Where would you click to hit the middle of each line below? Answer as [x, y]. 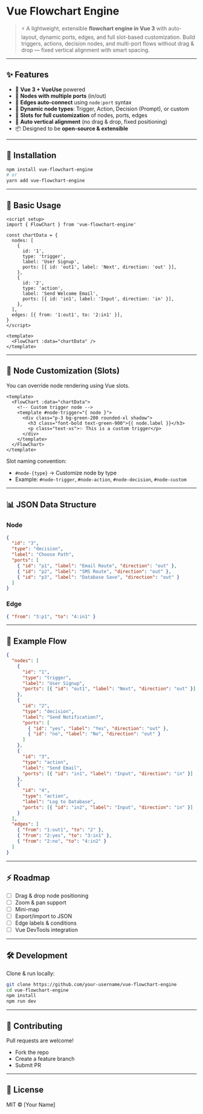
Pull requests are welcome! [40, 1041]
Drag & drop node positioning [52, 896]
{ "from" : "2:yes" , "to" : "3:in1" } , [65, 835]
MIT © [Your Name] [31, 1104]
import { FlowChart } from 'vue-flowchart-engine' [71, 224]
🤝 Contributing [34, 1026]
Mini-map [27, 909]
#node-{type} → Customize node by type [66, 473]
